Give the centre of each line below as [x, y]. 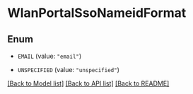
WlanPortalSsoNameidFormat [97, 13]
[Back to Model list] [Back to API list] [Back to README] [88, 83]
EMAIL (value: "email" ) [49, 56]
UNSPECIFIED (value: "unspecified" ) [69, 70]
